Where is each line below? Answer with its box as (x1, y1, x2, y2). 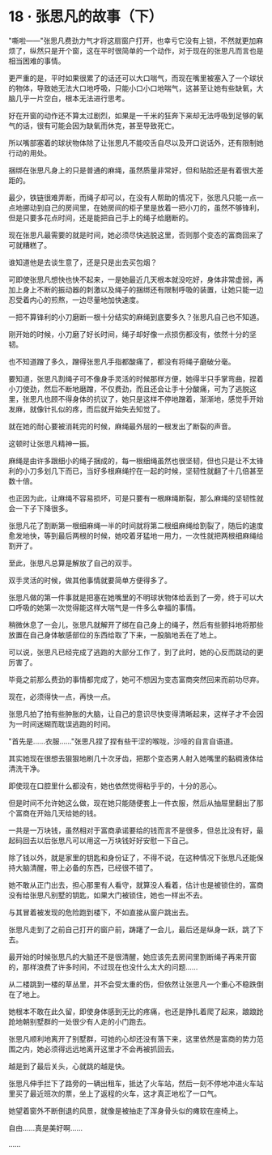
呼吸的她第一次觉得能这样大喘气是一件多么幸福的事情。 (15, 603, 200, 612)
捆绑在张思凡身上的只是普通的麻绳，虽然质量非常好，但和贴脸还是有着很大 (8, 165, 257, 175)
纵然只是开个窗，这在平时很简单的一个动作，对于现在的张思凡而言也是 (29, 45, 264, 55)
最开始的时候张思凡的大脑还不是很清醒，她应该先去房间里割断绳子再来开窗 (8, 952, 257, 961)
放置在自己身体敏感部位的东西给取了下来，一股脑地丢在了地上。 (8, 629, 221, 640)
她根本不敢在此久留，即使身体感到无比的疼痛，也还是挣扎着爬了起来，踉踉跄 (8, 1006, 264, 1016)
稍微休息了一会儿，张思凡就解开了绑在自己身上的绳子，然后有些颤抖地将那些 (8, 620, 264, 629)
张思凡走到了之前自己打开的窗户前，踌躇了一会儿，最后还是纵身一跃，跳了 (8, 924, 257, 934)
